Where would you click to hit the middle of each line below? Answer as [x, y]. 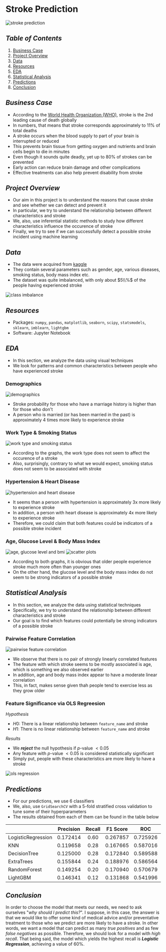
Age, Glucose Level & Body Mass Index [53, 541]
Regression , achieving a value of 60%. [45, 944]
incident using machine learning [45, 237]
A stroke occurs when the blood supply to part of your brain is [76, 136]
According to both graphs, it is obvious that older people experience [82, 561]
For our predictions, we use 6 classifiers [53, 801]
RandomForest [25, 870]
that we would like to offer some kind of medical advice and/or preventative [82, 918]
